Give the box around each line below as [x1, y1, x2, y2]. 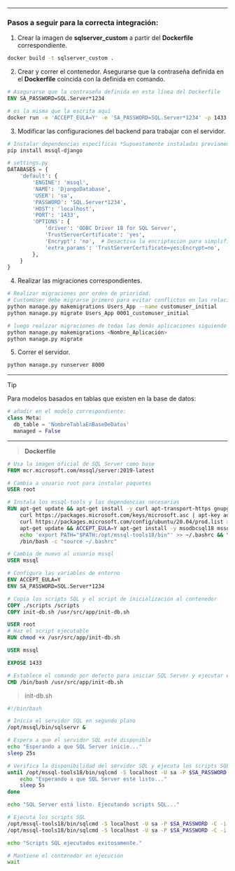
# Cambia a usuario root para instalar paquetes [7, 480, 152, 487]
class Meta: [7, 414, 42, 421]
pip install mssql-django [7, 147, 83, 154]
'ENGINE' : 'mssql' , [32, 180, 90, 187]
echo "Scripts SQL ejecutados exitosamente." [7, 839, 142, 846]
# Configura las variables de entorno [7, 569, 120, 577]
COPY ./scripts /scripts [7, 602, 80, 609]
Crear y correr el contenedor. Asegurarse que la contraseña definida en [17, 67, 224, 76]
